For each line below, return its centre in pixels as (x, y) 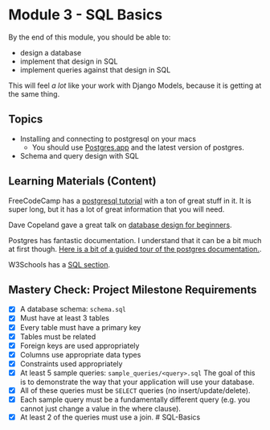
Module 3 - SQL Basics (86, 15)
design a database (51, 52)
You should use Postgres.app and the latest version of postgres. (138, 147)
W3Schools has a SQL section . (59, 264)
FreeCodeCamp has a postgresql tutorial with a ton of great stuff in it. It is (130, 201)
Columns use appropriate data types (80, 354)
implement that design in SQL (69, 61)
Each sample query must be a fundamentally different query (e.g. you (135, 399)
